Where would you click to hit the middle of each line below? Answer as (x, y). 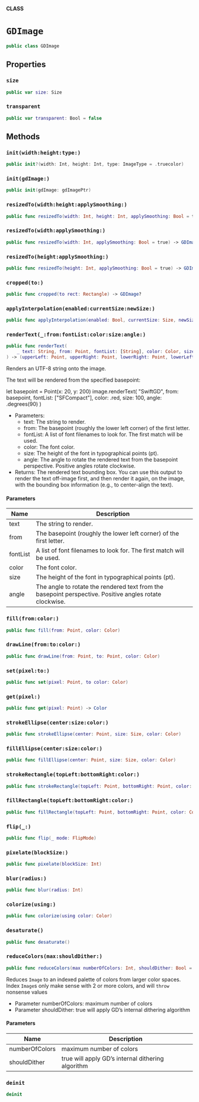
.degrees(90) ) (24, 404)
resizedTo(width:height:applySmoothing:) (67, 205)
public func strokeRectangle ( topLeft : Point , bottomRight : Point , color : (99, 786)
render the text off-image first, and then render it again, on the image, (100, 479)
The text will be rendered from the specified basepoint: (73, 380)
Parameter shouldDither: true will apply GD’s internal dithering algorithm (102, 1010)
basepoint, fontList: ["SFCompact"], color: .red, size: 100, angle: (84, 398)
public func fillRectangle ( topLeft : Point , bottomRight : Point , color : (96, 812)
